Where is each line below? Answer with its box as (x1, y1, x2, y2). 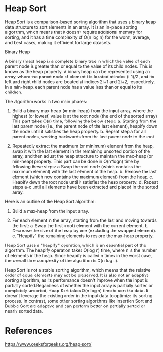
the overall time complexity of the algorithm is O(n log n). (5, 258, 119, 263)
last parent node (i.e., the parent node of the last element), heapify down (12, 123, 158, 129)
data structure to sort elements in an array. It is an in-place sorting (5, 24, 137, 30)
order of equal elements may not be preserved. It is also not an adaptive (5, 272, 149, 278)
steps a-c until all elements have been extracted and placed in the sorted (12, 184, 159, 190)
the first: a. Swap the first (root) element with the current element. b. (12, 222, 149, 228)
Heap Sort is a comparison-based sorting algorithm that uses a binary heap (5, 19, 156, 25)
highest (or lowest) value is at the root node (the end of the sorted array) (12, 113, 158, 119)
